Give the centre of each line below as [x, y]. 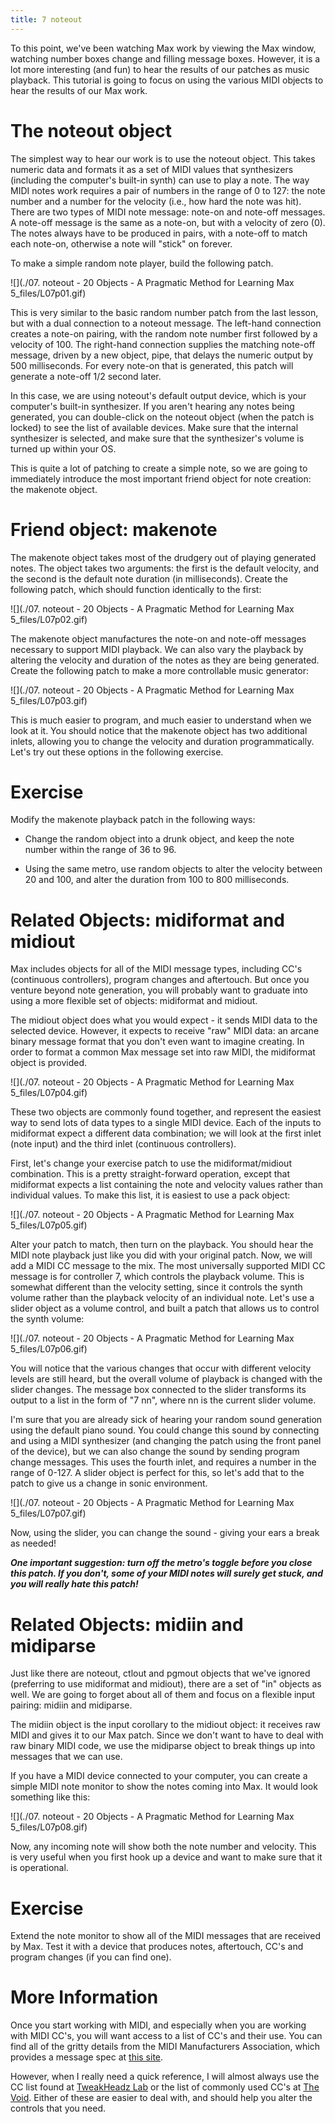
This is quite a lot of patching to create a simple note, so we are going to [159, 468]
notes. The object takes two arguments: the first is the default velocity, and [165, 568]
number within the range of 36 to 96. [100, 850]
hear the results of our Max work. [79, 90]
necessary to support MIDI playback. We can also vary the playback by [157, 649]
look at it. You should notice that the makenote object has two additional [159, 730]
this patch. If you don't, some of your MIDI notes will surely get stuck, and [167, 1573]
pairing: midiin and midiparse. [71, 1705]
